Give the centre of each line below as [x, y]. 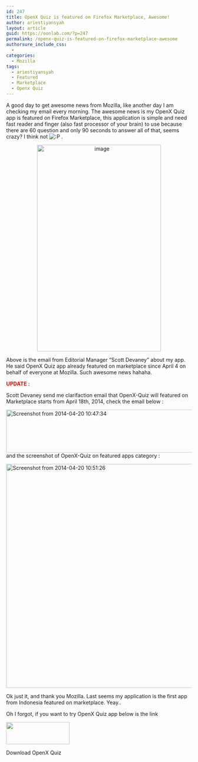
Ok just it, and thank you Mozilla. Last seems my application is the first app [97, 696]
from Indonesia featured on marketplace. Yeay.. [64, 702]
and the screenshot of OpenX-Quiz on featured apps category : [83, 456]
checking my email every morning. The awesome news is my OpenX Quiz [95, 111]
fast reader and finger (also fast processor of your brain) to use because [94, 124]
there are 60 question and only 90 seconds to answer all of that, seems [93, 130]
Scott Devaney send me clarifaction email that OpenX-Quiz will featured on [97, 395]
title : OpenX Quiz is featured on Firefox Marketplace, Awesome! [88, 17]
